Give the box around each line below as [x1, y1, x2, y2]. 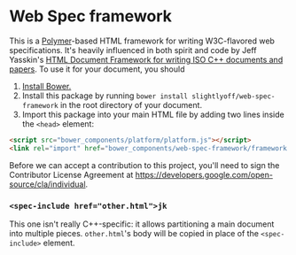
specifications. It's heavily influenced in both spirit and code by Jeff [9, 44, 257, 55]
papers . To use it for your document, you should [9, 64, 185, 74]
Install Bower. [21, 81, 72, 91]
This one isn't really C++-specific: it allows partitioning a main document [9, 219, 275, 229]
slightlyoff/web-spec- [191, 91, 276, 101]
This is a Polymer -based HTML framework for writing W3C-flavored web [9, 35, 275, 46]
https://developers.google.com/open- [135, 169, 273, 180]
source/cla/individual [9, 179, 86, 189]
